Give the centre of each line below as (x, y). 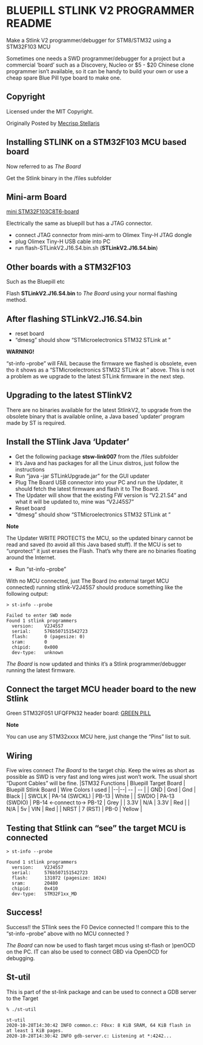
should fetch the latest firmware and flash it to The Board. (87, 489)
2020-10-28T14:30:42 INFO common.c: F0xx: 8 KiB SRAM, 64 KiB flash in (98, 1025)
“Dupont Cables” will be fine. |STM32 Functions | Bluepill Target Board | (96, 783)
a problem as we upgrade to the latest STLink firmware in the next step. (96, 376)
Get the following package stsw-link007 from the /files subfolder (97, 456)
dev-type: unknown (38, 652)
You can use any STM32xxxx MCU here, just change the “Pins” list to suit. (98, 736)
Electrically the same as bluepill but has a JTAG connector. (79, 223)
